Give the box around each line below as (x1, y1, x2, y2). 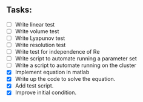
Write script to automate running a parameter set (15, 55, 138, 62)
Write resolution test (15, 42, 66, 48)
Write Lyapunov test (15, 34, 65, 42)
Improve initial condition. (15, 89, 77, 96)
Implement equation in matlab (15, 69, 90, 76)
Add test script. (15, 82, 54, 89)
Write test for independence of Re (15, 48, 100, 56)
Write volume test (15, 27, 59, 35)
